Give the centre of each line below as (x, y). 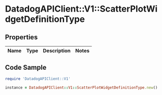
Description (57, 51)
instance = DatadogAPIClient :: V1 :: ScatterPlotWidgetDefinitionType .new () (81, 87)
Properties (21, 37)
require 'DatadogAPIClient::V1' (38, 79)
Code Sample (26, 68)
